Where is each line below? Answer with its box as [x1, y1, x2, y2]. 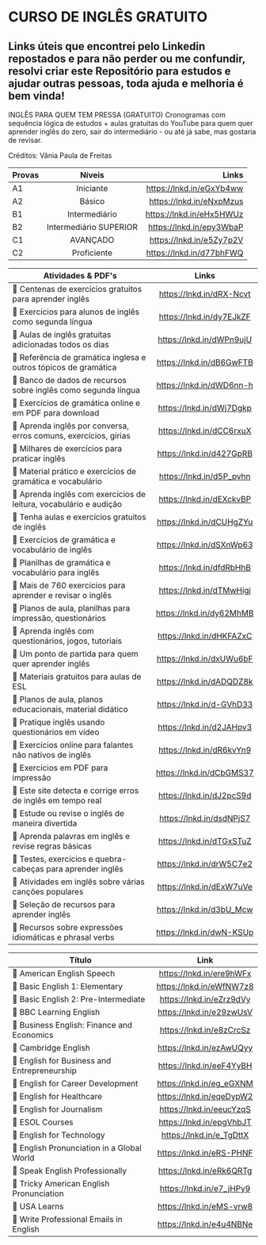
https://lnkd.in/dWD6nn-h [156, 380, 253, 390]
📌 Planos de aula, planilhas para [12, 603, 131, 614]
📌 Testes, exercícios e [12, 853, 93, 864]
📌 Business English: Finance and [12, 1020, 133, 1030]
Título [69, 955, 93, 965]
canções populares [12, 887, 84, 897]
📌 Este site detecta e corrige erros [12, 785, 139, 796]
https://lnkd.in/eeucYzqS [159, 1104, 251, 1114]
